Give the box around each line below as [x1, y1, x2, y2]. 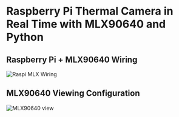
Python [6, 30, 44, 44]
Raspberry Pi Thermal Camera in [6, 4, 174, 18]
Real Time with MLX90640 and [6, 17, 166, 31]
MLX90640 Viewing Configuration [6, 88, 141, 99]
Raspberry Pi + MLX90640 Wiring [6, 54, 138, 65]
